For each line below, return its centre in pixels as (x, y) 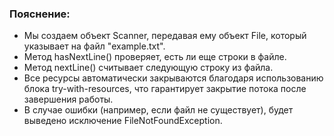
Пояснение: (40, 14)
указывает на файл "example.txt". (94, 46)
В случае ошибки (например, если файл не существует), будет (158, 110)
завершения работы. (68, 99)
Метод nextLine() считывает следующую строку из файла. (148, 68)
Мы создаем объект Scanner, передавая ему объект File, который (165, 36)
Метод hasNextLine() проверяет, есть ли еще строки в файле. (155, 57)
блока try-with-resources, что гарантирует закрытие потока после (165, 89)
